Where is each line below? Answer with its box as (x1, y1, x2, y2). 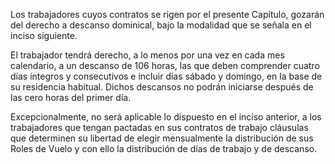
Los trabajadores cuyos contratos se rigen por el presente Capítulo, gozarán (10, 9, 325, 20)
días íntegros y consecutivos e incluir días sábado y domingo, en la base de (10, 70, 323, 82)
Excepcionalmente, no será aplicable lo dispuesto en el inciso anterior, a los (10, 111, 322, 123)
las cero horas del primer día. (10, 92, 132, 103)
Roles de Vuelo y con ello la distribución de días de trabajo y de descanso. (10, 143, 318, 154)
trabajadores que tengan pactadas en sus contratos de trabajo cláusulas (10, 122, 309, 133)
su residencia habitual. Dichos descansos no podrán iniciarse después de (10, 81, 314, 93)
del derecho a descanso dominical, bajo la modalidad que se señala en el (10, 19, 312, 31)
